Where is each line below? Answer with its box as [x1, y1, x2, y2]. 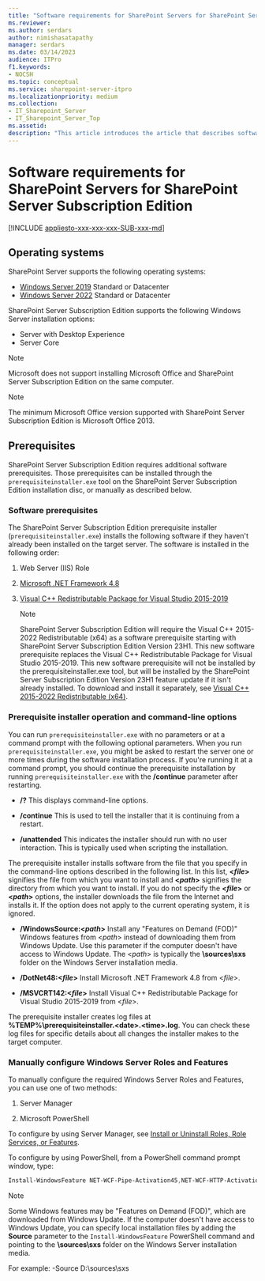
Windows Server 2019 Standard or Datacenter [19, 282, 170, 292]
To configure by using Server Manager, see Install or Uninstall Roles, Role [8, 1129, 247, 1139]
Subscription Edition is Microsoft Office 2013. [8, 416, 155, 425]
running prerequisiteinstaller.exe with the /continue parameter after [8, 772, 238, 781]
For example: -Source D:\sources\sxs [8, 1263, 129, 1273]
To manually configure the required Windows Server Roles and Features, [8, 1075, 244, 1084]
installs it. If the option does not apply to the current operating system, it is [8, 900, 250, 909]
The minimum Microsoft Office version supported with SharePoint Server [8, 408, 245, 418]
